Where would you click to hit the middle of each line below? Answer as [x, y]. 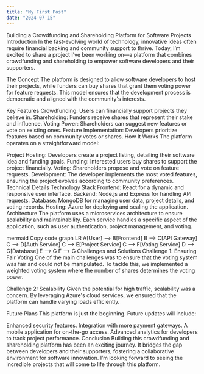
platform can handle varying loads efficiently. [63, 301]
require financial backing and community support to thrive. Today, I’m [93, 48]
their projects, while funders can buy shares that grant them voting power [99, 85]
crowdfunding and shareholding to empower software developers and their [100, 61]
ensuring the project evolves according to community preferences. [90, 181]
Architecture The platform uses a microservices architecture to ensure [94, 213]
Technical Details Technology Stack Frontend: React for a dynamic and [95, 187]
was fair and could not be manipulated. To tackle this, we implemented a [97, 264]
